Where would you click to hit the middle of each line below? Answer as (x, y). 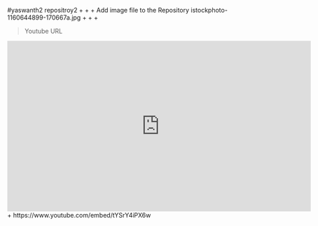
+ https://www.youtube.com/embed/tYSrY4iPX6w (79, 215)
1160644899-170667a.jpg (44, 17)
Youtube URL (43, 31)
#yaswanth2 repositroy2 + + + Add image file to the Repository (98, 10)
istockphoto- (209, 10)
